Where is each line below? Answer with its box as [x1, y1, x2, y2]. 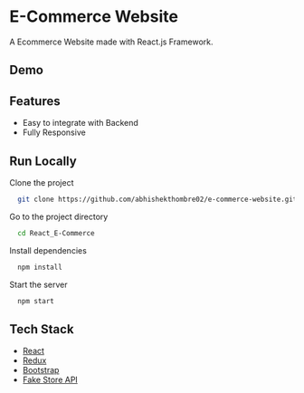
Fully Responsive [22, 127, 86, 138]
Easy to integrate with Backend [22, 118, 138, 129]
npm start [17, 296, 54, 305]
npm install [17, 263, 63, 272]
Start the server [9, 279, 68, 290]
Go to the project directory [9, 211, 109, 222]
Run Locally [9, 153, 77, 168]
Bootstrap [22, 365, 60, 376]
